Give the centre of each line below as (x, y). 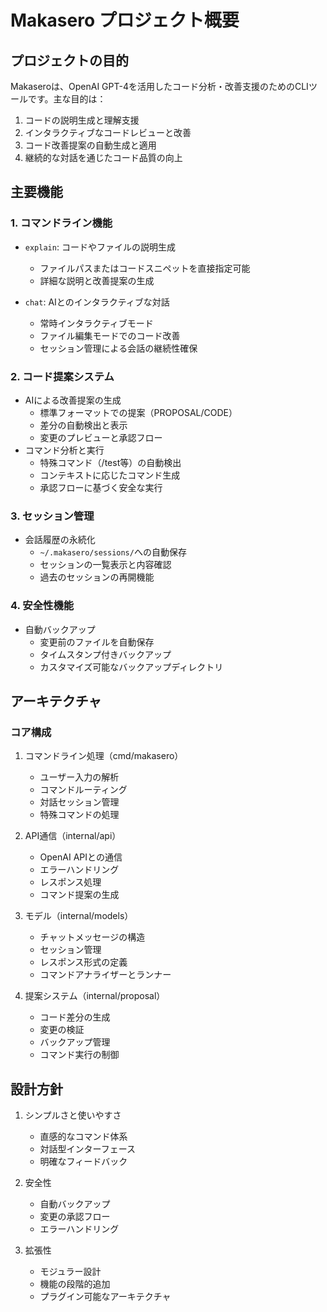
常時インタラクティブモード (96, 323)
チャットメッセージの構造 (92, 937)
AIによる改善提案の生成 (73, 400)
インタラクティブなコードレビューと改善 (108, 132)
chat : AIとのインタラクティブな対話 (97, 302)
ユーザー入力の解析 (79, 777)
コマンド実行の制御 (79, 1055)
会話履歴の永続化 (60, 540)
